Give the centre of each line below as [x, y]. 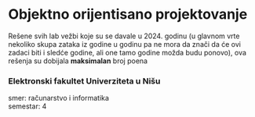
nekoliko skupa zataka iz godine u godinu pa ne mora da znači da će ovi [125, 44]
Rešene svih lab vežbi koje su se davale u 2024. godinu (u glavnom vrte [124, 36]
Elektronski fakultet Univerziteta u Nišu [84, 81]
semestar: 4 [27, 106]
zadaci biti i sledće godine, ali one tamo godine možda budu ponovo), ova [127, 52]
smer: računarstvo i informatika [59, 98]
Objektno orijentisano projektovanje [128, 14]
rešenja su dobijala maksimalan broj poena [78, 61]
